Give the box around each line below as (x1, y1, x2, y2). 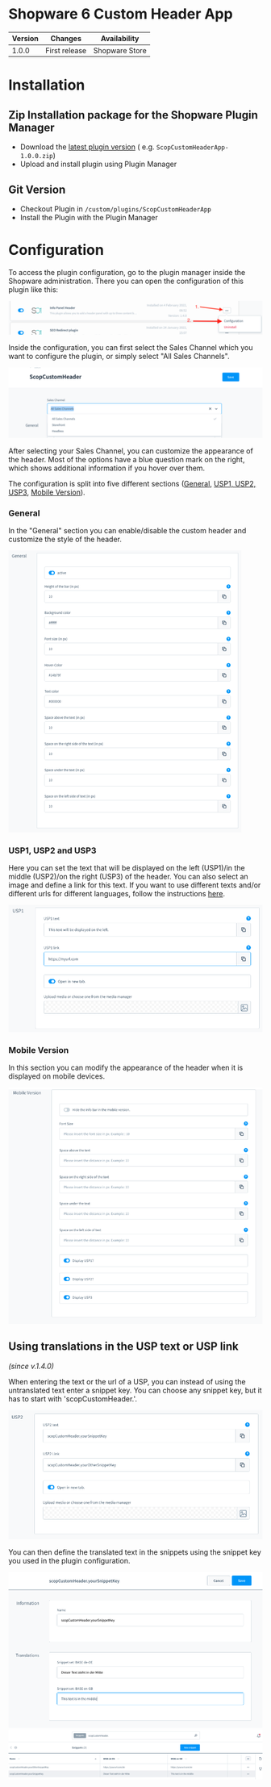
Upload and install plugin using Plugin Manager (19, 159, 177, 169)
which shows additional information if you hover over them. (8, 463, 206, 473)
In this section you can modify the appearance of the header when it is (8, 1063, 244, 1072)
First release (45, 45, 87, 55)
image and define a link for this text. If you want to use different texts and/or (8, 880, 261, 890)
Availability (100, 34, 140, 44)
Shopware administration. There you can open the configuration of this (8, 276, 244, 286)
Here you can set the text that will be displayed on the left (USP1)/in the (8, 863, 245, 873)
